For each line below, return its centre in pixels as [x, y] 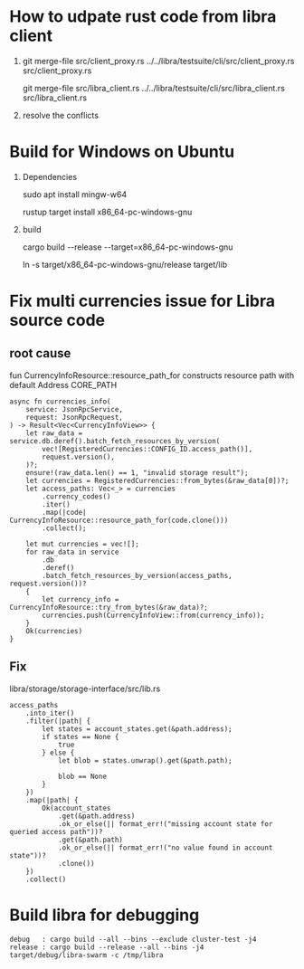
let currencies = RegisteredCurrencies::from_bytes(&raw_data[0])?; [157, 480]
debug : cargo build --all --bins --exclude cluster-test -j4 [133, 939]
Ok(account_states [76, 808]
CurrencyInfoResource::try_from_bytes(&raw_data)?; [109, 607]
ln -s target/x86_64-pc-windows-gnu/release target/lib [125, 264]
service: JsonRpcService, [75, 409]
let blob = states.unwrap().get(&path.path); [145, 760]
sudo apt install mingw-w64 [75, 194]
